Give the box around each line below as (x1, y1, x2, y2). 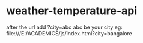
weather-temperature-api (6, 4, 138, 18)
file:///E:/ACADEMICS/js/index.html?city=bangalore (6, 29, 132, 37)
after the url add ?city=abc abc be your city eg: (6, 24, 123, 31)
